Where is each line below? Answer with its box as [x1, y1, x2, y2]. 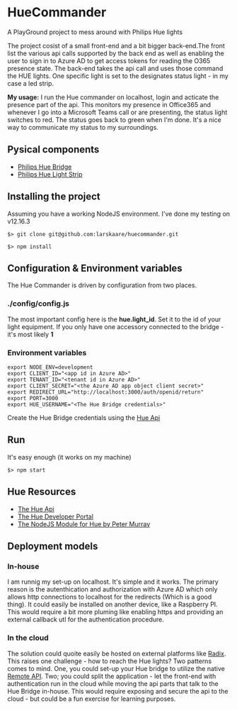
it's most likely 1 [7, 330, 54, 338]
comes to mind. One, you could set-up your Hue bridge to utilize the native [7, 664, 225, 672]
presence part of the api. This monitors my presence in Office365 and [7, 100, 211, 109]
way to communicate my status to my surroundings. [7, 123, 159, 131]
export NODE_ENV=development [7, 363, 93, 371]
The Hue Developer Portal [17, 512, 94, 521]
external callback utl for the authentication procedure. [7, 615, 165, 624]
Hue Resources [7, 486, 76, 498]
